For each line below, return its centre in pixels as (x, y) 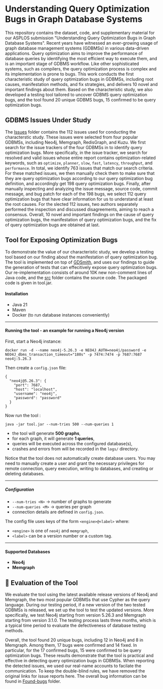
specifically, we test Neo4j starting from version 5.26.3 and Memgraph (76, 615)
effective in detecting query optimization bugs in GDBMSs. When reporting (80, 660)
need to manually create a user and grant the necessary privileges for (75, 463)
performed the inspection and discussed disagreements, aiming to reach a (80, 209)
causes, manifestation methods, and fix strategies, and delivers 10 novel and (81, 84)
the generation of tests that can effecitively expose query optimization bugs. (81, 267)
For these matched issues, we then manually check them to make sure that (80, 173)
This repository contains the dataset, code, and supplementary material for (80, 33)
